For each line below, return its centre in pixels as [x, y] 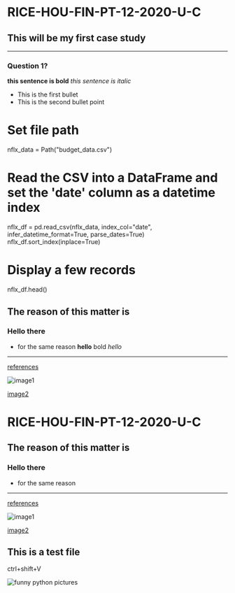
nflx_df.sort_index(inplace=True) [54, 242]
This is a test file [44, 552]
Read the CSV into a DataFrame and [113, 178]
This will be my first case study [77, 38]
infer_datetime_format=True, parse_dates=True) [76, 234]
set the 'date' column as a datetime [111, 193]
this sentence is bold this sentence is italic [69, 81]
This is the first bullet [48, 94]
